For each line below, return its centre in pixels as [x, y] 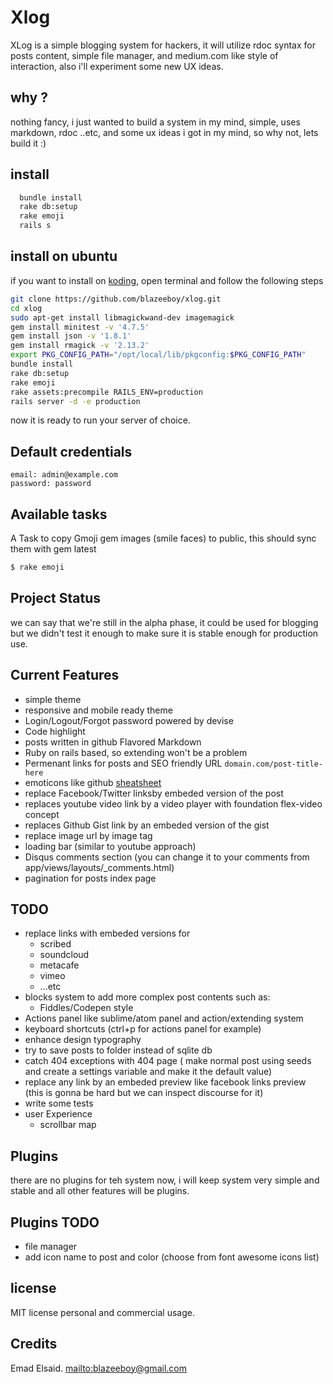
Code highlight [55, 731]
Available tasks [59, 514]
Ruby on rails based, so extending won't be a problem [136, 752]
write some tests [59, 1103]
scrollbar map [68, 1125]
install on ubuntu [64, 256]
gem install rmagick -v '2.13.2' [80, 346]
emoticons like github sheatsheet [93, 782]
